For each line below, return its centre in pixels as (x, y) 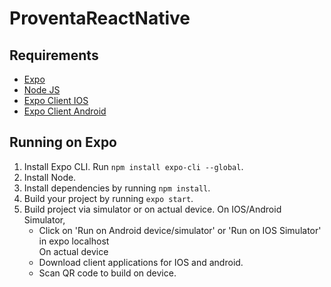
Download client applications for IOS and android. (141, 262)
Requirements (54, 55)
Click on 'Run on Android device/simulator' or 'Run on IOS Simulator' (180, 230)
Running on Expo (63, 142)
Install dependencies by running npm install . (117, 188)
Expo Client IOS (56, 100)
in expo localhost (74, 241)
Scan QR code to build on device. (107, 273)
